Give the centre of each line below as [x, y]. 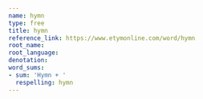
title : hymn [28, 30]
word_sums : [26, 68]
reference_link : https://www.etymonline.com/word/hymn [102, 38]
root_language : [34, 53]
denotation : [28, 61]
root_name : [26, 46]
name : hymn [26, 16]
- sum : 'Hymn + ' [37, 75]
